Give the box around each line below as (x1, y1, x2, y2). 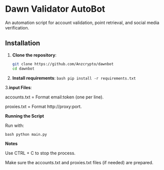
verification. (5, 24, 29, 30)
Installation (5, 39, 40, 48)
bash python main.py (5, 132, 48, 137)
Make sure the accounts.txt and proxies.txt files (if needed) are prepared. (5, 159, 154, 165)
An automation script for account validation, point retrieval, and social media (5, 20, 160, 25)
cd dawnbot (12, 66, 35, 71)
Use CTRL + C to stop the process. (5, 150, 76, 156)
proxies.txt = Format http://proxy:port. (5, 103, 82, 109)
